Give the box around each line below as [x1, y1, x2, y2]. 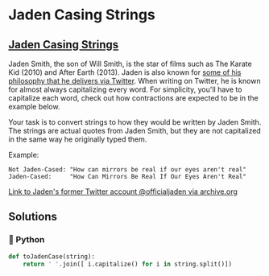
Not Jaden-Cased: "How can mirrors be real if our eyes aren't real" [8, 166, 247, 174]
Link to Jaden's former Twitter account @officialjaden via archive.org [8, 187, 238, 196]
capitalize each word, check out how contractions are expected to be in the [8, 93, 259, 102]
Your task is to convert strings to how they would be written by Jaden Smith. [8, 117, 262, 126]
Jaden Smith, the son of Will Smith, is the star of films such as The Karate [8, 59, 252, 68]
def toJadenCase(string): [8, 252, 95, 261]
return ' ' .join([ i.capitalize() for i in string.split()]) [23, 260, 232, 268]
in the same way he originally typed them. [8, 134, 147, 144]
